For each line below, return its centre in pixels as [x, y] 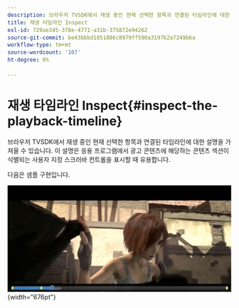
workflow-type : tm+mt [39, 45]
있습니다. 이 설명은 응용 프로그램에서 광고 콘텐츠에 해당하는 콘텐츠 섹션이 [129, 150]
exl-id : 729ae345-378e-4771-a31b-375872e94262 [78, 30]
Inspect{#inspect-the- [150, 105]
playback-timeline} [65, 121]
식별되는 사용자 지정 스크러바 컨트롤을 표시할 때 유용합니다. [89, 159]
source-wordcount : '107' [44, 53]
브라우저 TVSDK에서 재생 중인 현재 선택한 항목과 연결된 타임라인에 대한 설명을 [116, 141]
